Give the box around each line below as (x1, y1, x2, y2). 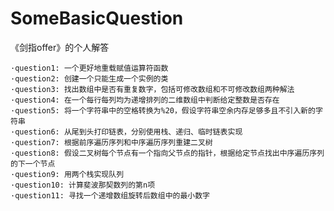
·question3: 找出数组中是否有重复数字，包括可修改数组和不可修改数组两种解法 (10, 84, 295, 94)
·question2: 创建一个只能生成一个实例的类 (10, 73, 169, 84)
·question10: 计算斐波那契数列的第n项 (10, 180, 156, 190)
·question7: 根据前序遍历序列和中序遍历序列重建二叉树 (10, 137, 213, 147)
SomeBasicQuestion (10, 7, 184, 30)
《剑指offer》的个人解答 (10, 41, 110, 53)
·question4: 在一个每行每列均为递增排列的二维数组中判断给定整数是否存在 (10, 95, 280, 105)
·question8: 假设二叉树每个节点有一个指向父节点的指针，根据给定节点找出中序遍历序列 (10, 148, 325, 158)
